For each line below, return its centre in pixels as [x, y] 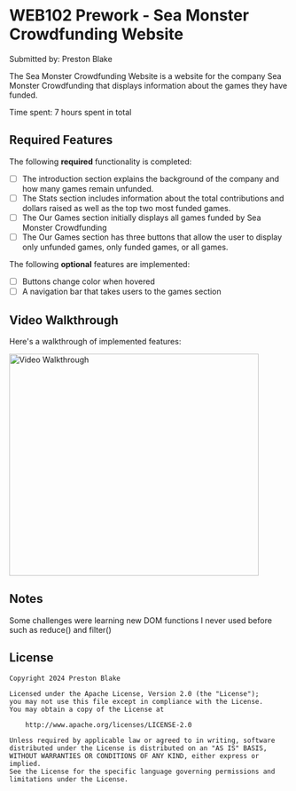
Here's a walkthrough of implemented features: [95, 341]
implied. [25, 763]
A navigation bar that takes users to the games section [121, 292]
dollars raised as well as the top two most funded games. [126, 208]
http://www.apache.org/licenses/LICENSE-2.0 [109, 724]
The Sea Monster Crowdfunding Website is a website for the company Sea [145, 75]
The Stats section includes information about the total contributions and [153, 198]
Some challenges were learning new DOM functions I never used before [141, 620]
